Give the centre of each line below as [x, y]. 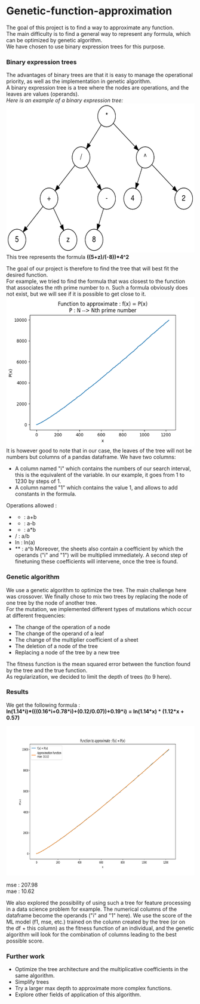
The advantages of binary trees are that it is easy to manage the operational [99, 75]
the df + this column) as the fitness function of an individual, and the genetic [100, 928]
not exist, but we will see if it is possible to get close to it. [76, 294]
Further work [25, 956]
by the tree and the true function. [47, 670]
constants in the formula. [45, 494]
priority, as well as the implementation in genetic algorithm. [79, 81]
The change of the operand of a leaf [59, 633]
